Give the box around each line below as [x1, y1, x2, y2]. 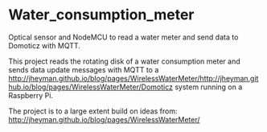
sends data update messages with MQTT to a [8, 64, 159, 74]
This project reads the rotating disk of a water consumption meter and [8, 56, 240, 66]
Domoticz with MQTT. [8, 40, 80, 50]
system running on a [174, 82, 243, 92]
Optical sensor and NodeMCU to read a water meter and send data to [8, 32, 239, 42]
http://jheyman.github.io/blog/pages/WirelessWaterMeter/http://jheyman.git [8, 73, 259, 83]
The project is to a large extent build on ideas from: [8, 106, 179, 116]
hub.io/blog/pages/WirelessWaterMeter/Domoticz [8, 82, 173, 92]
